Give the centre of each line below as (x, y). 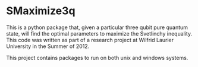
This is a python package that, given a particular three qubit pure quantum (97, 27)
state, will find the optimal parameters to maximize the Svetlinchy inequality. (99, 33)
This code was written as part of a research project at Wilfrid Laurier (90, 40)
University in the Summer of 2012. (48, 46)
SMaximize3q (41, 11)
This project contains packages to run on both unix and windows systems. (97, 58)
